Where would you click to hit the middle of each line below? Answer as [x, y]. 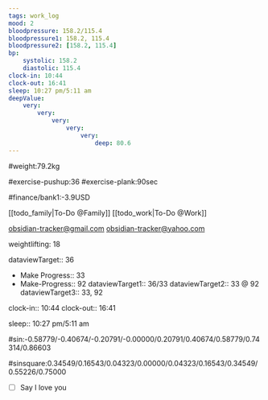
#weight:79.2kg [34, 166]
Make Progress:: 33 [53, 275]
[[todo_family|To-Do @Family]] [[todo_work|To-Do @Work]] [108, 212]
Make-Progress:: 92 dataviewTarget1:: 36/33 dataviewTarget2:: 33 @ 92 [139, 283]
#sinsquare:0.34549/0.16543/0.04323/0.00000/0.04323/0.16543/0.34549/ [133, 363]
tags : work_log [34, 16]
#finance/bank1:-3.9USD [49, 197]
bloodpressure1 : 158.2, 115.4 [59, 38]
